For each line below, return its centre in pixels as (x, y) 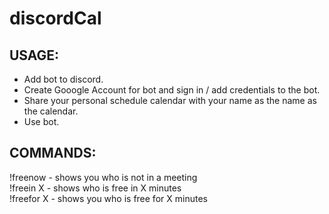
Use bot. (41, 121)
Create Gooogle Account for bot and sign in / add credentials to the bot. (172, 90)
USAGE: (34, 55)
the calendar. (51, 111)
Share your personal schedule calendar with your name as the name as (170, 100)
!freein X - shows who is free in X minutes (95, 188)
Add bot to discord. (63, 79)
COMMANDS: (53, 153)
